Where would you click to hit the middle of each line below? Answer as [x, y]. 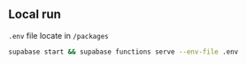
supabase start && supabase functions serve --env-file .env [123, 52]
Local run [35, 14]
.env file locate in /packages [59, 35]
